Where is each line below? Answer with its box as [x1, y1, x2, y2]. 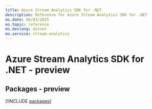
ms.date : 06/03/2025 [5, 17, 50, 22]
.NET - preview [5, 64, 70, 76]
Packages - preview [5, 84, 70, 93]
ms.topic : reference [5, 21, 50, 27]
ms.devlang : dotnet [5, 27, 47, 32]
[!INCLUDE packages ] [5, 98, 52, 104]
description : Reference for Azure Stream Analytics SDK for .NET [5, 12, 147, 17]
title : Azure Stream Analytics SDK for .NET [5, 7, 102, 13]
